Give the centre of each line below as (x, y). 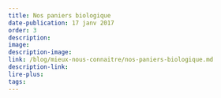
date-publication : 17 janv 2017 (61, 23)
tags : (17, 81)
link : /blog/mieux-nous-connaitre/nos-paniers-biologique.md (111, 60)
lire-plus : (26, 74)
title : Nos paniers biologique (60, 15)
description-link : (38, 67)
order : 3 (22, 30)
